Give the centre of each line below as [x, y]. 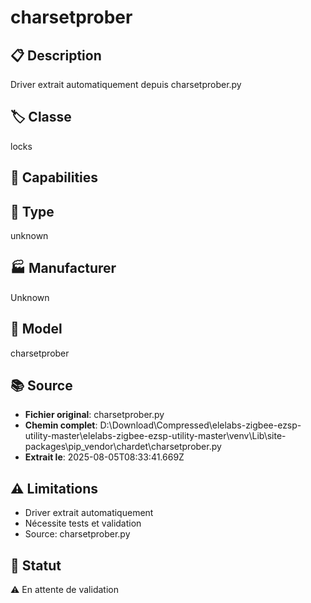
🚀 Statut [36, 565]
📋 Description [56, 55]
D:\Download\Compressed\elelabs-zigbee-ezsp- [200, 425]
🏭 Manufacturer [63, 268]
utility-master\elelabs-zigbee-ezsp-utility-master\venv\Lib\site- [155, 436]
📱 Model [36, 329]
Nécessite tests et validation [83, 523]
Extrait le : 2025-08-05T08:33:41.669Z [104, 457]
